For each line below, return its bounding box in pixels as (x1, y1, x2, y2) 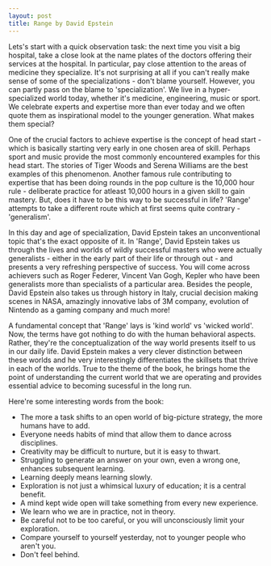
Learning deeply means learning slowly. (19, 472, 153, 482)
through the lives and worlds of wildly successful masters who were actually (8, 244, 262, 255)
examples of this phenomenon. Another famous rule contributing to (8, 169, 232, 179)
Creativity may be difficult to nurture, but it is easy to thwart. (19, 446, 221, 456)
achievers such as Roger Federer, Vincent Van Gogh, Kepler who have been (8, 270, 261, 280)
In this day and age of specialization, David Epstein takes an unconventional (8, 227, 261, 237)
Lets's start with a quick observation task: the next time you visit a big (8, 41, 240, 51)
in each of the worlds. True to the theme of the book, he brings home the (8, 363, 251, 373)
